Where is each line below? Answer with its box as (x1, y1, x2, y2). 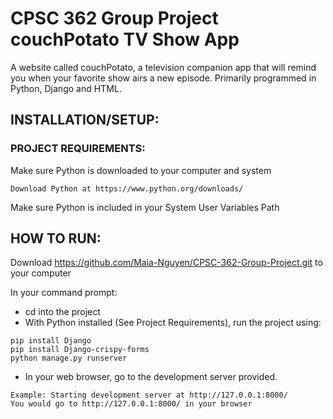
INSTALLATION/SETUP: (10, 112, 160, 129)
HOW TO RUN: (10, 230, 102, 247)
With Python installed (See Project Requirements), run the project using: (24, 317, 322, 329)
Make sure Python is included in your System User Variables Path (10, 201, 280, 213)
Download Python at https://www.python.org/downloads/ (10, 183, 244, 194)
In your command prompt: (10, 287, 118, 299)
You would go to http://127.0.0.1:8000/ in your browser (10, 399, 253, 409)
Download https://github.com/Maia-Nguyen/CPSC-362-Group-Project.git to (10, 257, 323, 269)
